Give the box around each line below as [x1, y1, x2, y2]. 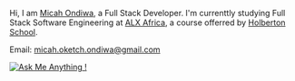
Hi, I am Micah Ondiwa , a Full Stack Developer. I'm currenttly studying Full [9, 8, 286, 18]
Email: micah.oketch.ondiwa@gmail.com [9, 44, 161, 55]
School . [9, 27, 38, 37]
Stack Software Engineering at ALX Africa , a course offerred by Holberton [9, 17, 286, 28]
